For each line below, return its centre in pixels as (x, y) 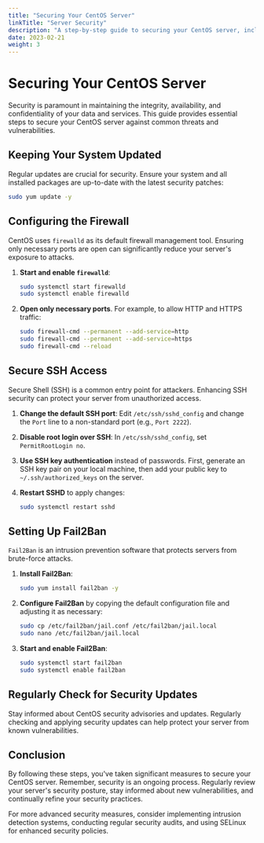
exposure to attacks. (41, 257)
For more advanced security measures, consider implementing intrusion (125, 814)
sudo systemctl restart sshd (67, 507)
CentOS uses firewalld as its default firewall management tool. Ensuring (126, 240)
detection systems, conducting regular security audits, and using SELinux (127, 823)
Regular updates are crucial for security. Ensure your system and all (118, 174)
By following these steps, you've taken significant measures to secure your (130, 774)
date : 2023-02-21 (37, 37)
